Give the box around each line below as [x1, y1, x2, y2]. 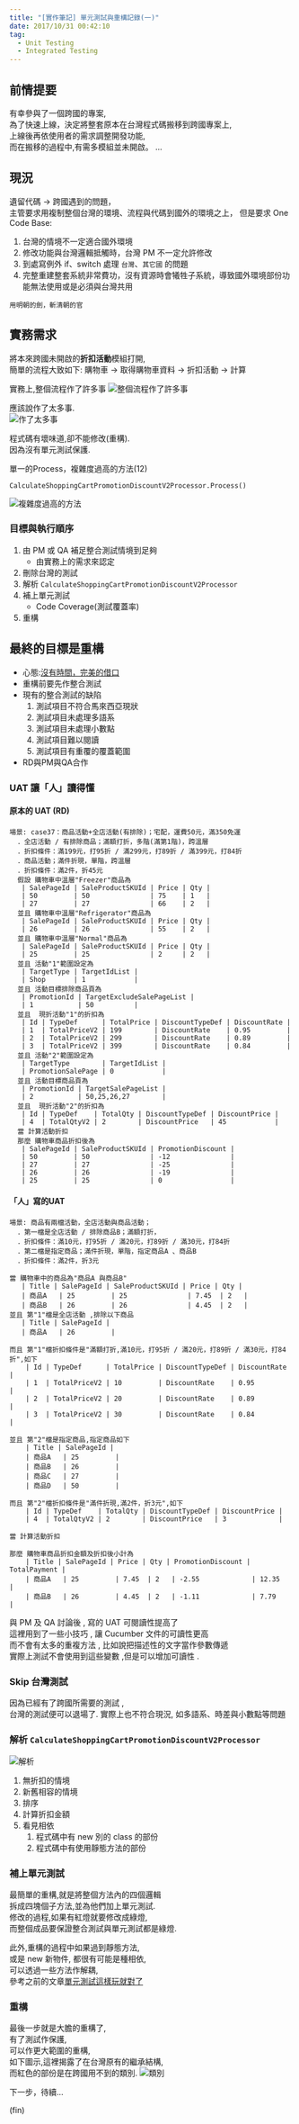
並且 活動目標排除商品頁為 [17, 985, 102, 994]
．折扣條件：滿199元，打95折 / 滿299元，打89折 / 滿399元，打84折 [17, 847, 242, 856]
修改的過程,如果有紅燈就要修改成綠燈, [9, 1912, 148, 1922]
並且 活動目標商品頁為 [17, 1076, 89, 1085]
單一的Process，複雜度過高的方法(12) [9, 463, 148, 473]
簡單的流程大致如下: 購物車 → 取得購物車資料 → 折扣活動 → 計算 [9, 364, 247, 374]
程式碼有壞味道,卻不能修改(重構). [9, 433, 130, 444]
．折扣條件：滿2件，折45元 [17, 866, 103, 875]
